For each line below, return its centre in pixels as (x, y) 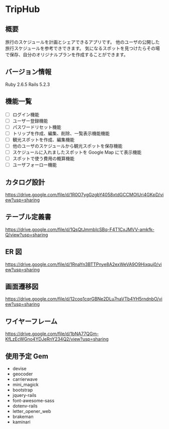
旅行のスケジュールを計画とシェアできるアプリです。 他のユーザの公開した (82, 42)
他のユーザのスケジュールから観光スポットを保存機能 (67, 146)
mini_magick (25, 385)
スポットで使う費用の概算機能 (43, 159)
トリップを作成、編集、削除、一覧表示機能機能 (61, 133)
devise (19, 369)
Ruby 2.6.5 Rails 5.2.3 (28, 84)
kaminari (21, 422)
